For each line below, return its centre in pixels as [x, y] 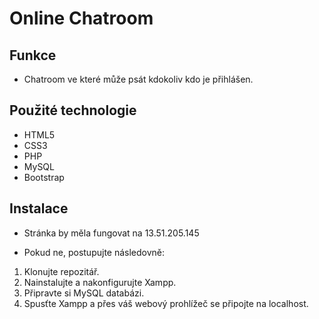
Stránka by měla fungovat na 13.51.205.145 [111, 233]
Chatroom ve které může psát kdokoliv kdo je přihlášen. [138, 79]
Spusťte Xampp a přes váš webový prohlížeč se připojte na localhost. [166, 303]
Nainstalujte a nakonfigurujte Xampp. [100, 282]
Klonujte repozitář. [61, 271]
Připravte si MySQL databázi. [84, 293]
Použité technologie [73, 110]
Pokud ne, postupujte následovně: [94, 252]
